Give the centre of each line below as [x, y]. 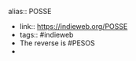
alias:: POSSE [30, 11]
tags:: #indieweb [46, 35]
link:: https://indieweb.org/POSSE [74, 26]
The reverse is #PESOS [57, 43]
